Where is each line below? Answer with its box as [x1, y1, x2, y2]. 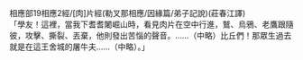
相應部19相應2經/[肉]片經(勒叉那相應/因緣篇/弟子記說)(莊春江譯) [9, 8, 246, 18]
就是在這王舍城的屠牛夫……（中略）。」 [9, 41, 151, 52]
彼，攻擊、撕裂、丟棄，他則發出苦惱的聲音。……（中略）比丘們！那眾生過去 [9, 30, 292, 40]
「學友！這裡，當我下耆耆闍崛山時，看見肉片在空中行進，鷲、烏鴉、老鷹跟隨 [9, 19, 294, 30]
